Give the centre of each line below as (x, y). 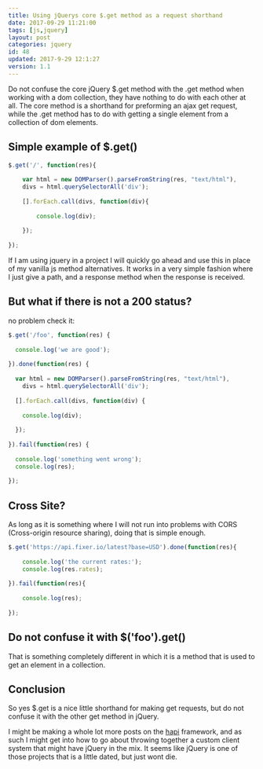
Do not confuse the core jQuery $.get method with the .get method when (126, 89)
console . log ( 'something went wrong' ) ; (79, 459)
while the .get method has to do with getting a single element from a (119, 114)
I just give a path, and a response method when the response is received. (127, 277)
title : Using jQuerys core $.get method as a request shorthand (115, 15)
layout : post (29, 37)
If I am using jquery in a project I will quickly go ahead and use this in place (130, 261)
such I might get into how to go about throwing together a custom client (124, 740)
